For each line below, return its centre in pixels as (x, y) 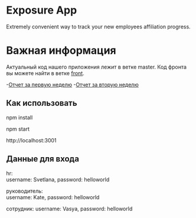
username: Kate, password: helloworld (53, 197)
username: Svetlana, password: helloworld (58, 179)
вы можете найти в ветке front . (45, 73)
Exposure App (42, 10)
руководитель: (24, 191)
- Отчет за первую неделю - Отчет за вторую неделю (72, 84)
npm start (18, 129)
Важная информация (61, 51)
